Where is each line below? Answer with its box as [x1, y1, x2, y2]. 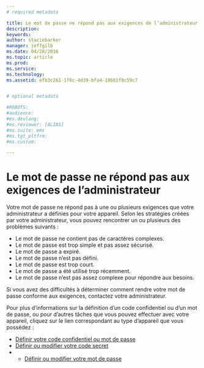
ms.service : [6, 66, 37, 72]
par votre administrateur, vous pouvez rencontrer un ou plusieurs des [6, 217, 181, 224]
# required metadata [6, 9, 59, 15]
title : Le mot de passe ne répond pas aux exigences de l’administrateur [6, 20, 199, 26]
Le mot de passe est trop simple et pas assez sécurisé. [15, 241, 154, 249]
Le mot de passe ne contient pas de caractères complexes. [15, 235, 165, 242]
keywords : [6, 31, 32, 37]
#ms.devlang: [6, 116, 40, 122]
